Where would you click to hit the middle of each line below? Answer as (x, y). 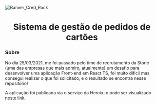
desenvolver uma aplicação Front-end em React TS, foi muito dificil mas (77, 73)
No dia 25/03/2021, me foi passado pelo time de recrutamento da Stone (77, 63)
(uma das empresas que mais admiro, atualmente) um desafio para (72, 68)
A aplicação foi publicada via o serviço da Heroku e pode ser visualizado (78, 93)
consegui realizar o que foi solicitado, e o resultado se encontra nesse (76, 78)
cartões (82, 37)
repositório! (17, 83)
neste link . (15, 98)
